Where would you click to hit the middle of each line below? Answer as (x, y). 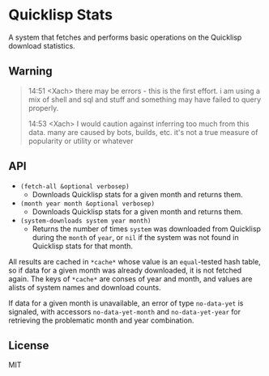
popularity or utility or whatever (81, 141)
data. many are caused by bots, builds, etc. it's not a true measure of (143, 132)
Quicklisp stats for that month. (83, 246)
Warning (30, 72)
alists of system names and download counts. (85, 287)
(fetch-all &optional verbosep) (75, 186)
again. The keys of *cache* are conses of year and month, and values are (130, 279)
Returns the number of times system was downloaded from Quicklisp (147, 229)
